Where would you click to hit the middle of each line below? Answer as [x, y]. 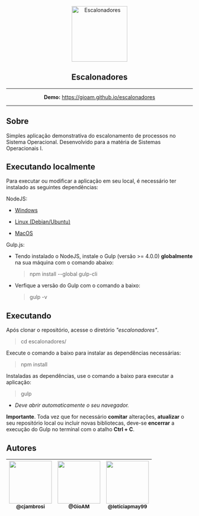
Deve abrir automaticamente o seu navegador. [72, 405]
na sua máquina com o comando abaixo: [64, 263]
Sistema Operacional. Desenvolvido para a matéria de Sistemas [84, 142]
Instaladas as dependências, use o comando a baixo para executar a [90, 376]
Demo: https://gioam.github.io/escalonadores [99, 97]
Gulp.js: [15, 245]
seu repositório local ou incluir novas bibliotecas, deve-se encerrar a [90, 423]
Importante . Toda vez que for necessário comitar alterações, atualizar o [95, 417]
